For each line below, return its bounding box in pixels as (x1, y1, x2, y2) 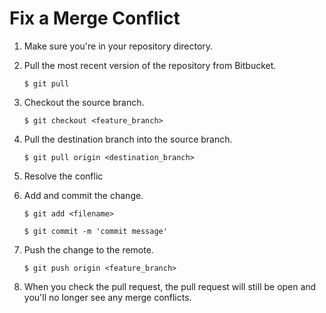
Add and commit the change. (23, 189, 144, 201)
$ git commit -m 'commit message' (23, 226, 168, 236)
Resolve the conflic (23, 170, 104, 182)
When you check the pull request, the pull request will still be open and (23, 280, 317, 292)
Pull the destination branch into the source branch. (23, 133, 233, 145)
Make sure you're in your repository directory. (23, 40, 214, 52)
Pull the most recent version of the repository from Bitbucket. (23, 59, 277, 71)
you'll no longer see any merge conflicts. (23, 291, 192, 303)
